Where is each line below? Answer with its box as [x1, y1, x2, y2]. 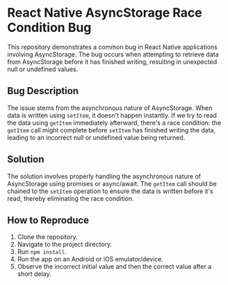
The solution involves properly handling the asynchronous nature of [7, 172, 202, 180]
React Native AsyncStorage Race [7, 5, 203, 21]
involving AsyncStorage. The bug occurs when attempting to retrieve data [7, 50, 219, 59]
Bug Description [7, 85, 79, 97]
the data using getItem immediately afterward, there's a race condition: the [7, 118, 221, 127]
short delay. [17, 270, 51, 278]
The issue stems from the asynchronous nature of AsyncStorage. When [7, 103, 213, 112]
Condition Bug [7, 20, 92, 36]
